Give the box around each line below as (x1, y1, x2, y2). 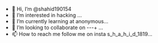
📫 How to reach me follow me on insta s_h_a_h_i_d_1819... (11, 31, 153, 37)
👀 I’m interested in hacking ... (11, 12, 82, 19)
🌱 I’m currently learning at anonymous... (11, 18, 109, 24)
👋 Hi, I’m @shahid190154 (11, 6, 72, 12)
